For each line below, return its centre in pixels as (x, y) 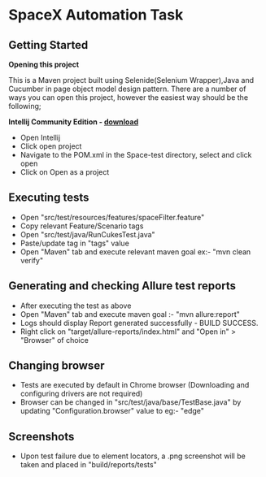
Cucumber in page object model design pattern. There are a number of (127, 89)
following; (25, 106)
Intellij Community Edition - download (74, 122)
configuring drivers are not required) (81, 394)
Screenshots (41, 436)
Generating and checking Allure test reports (122, 286)
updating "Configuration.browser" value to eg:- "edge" (112, 411)
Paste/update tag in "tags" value (75, 243)
